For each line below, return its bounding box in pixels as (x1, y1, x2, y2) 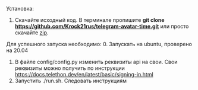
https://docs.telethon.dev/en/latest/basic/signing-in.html (14, 71, 153, 78)
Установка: (6, 5, 34, 12)
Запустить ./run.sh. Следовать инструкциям (14, 77, 127, 84)
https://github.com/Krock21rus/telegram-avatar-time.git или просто (14, 23, 189, 30)
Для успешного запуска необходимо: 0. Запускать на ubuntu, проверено (6, 41, 192, 47)
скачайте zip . (14, 29, 49, 36)
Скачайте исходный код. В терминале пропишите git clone (14, 17, 165, 23)
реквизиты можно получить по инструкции (14, 65, 125, 72)
